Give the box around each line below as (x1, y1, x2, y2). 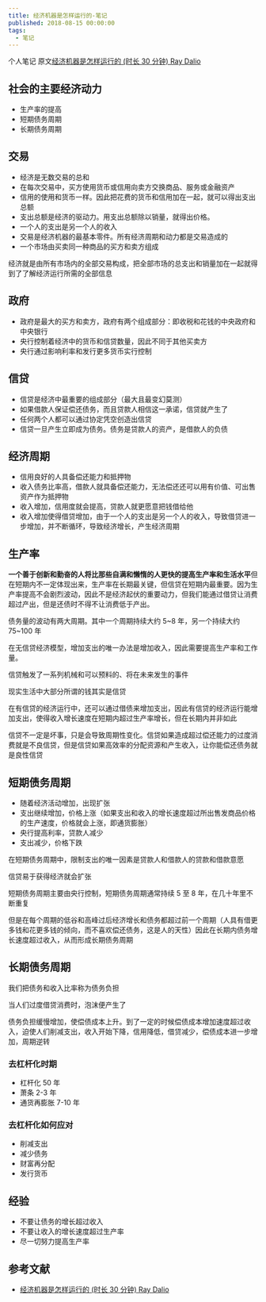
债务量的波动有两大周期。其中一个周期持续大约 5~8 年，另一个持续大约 (8, 616, 241, 626)
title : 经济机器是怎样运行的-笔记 (8, 11, 108, 20)
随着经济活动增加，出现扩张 (19, 798, 111, 808)
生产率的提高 (19, 105, 62, 114)
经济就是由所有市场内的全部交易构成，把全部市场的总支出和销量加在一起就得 (8, 259, 258, 268)
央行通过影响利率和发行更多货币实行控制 (19, 346, 152, 355)
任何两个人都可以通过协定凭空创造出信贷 (19, 414, 152, 424)
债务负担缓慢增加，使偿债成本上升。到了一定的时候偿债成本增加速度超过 (8, 1016, 244, 1026)
